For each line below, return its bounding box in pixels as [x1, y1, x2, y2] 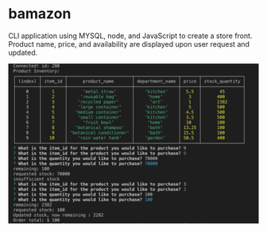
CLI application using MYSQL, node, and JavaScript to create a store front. [8, 31, 253, 40]
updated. [8, 48, 38, 57]
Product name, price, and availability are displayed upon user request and [8, 39, 250, 48]
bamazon [8, 5, 72, 23]
